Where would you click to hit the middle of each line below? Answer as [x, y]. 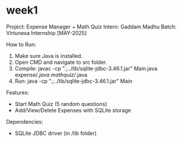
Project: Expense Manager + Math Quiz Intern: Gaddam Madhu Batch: [91, 27]
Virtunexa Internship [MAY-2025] [47, 33]
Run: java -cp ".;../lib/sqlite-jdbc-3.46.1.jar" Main [73, 81]
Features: [18, 92]
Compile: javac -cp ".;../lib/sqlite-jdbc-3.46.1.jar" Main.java [86, 68]
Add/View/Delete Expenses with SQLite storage [73, 110]
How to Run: [21, 44]
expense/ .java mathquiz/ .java [51, 75]
